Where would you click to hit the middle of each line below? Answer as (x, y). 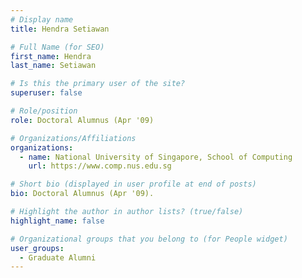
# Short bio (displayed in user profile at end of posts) (133, 184)
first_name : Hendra (51, 56)
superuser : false (46, 93)
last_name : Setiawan (53, 66)
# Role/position (44, 111)
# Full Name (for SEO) (57, 47)
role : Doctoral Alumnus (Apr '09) (82, 120)
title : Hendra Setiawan (60, 29)
